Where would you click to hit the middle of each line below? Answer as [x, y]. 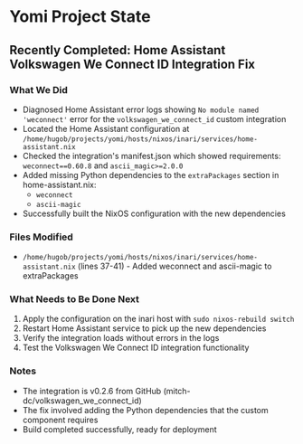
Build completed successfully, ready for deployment [119, 429]
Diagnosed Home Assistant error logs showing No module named [141, 109]
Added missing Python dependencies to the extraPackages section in [151, 175]
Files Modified [42, 237]
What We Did [38, 90]
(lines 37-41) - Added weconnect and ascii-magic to [175, 266]
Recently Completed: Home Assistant [118, 50]
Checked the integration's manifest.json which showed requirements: [151, 156]
